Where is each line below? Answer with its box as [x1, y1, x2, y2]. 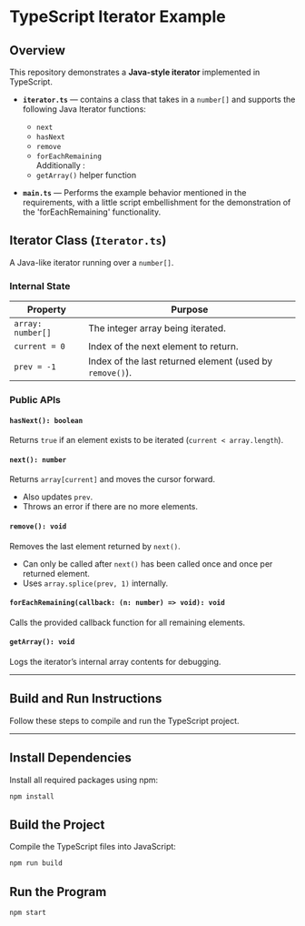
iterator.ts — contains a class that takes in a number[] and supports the [22, 94, 296, 105]
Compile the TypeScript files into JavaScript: [9, 841, 177, 852]
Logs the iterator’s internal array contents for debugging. [9, 657, 221, 668]
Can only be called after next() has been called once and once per [22, 558, 273, 569]
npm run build [9, 859, 64, 868]
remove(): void [9, 522, 67, 531]
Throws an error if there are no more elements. [22, 501, 198, 512]
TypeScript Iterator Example [9, 6, 226, 27]
